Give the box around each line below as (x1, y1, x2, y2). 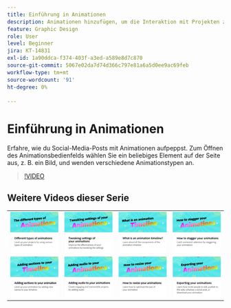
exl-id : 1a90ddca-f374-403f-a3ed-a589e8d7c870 (7, 55, 143, 62)
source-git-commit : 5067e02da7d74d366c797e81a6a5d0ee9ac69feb (7, 62, 189, 69)
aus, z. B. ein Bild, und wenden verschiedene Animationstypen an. (7, 159, 195, 167)
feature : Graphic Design (7, 25, 78, 32)
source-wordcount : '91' (7, 76, 76, 83)
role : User (7, 33, 38, 40)
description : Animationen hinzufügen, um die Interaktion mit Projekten (7, 18, 220, 25)
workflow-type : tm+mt (7, 69, 69, 76)
